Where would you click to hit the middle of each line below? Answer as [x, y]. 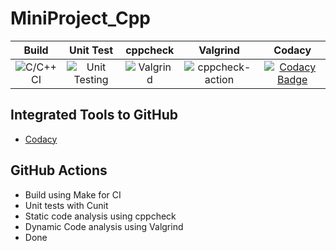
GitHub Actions [59, 170]
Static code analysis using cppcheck [100, 216]
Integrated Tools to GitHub [94, 115]
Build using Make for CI [73, 194]
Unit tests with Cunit [66, 205]
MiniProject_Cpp [80, 18]
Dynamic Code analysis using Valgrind [104, 226]
